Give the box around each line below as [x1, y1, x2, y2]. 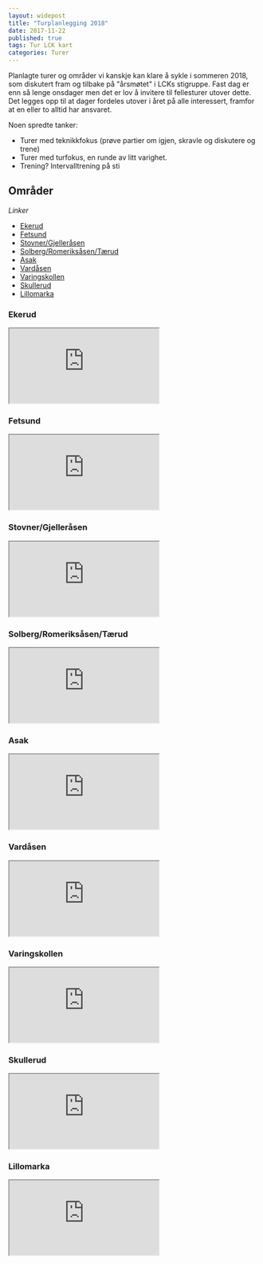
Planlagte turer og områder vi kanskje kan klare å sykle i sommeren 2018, [8, 71, 249, 80]
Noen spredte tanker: [8, 121, 78, 129]
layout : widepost [8, 11, 66, 20]
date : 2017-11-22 [8, 26, 66, 34]
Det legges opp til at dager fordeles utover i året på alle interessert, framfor [8, 97, 255, 105]
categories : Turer [8, 49, 69, 57]
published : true [8, 34, 62, 42]
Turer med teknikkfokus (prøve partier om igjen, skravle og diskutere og [19, 136, 256, 145]
